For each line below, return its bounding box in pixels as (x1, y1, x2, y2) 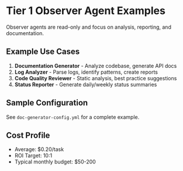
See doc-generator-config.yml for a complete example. (6, 113, 140, 121)
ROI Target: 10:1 (14, 152, 53, 159)
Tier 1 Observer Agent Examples (6, 4, 165, 18)
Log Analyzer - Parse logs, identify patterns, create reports (14, 69, 158, 76)
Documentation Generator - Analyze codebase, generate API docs (14, 62, 177, 69)
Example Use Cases (6, 47, 80, 57)
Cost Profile (6, 130, 50, 140)
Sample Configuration (6, 98, 88, 108)
